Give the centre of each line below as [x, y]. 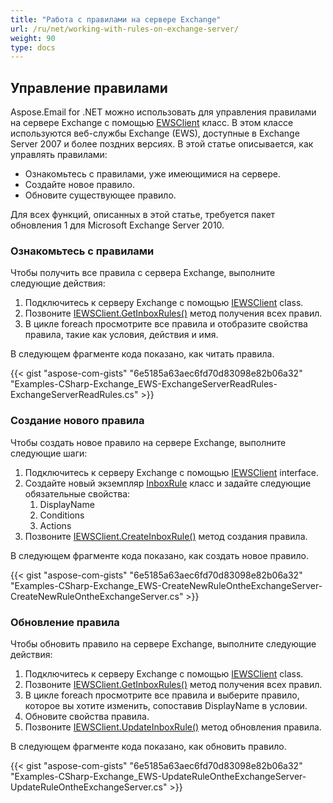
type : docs [33, 47]
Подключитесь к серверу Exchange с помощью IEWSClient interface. [172, 472]
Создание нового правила [77, 421]
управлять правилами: [59, 155]
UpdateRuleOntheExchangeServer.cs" [89, 787]
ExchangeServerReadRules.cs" [74, 395]
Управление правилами [89, 87]
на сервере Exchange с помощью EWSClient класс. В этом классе [152, 123]
